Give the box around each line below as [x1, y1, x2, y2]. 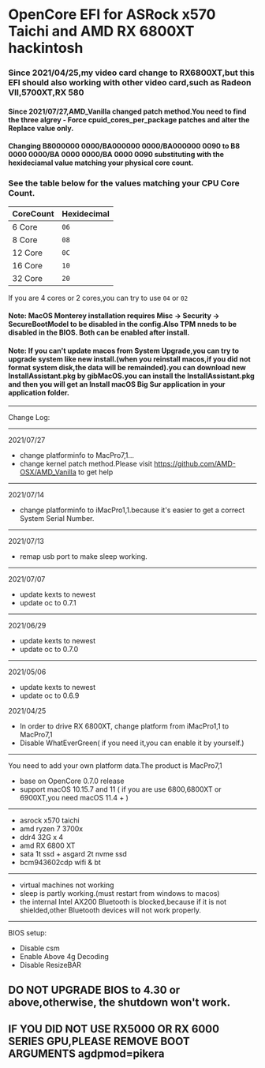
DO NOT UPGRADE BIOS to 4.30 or [8, 983, 181, 996]
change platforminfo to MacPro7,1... [19, 451, 135, 460]
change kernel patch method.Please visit [19, 459, 152, 469]
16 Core [12, 260, 43, 271]
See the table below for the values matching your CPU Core [8, 178, 240, 189]
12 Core [12, 247, 43, 258]
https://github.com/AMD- [153, 459, 237, 469]
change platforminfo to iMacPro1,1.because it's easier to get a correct [19, 505, 245, 515]
